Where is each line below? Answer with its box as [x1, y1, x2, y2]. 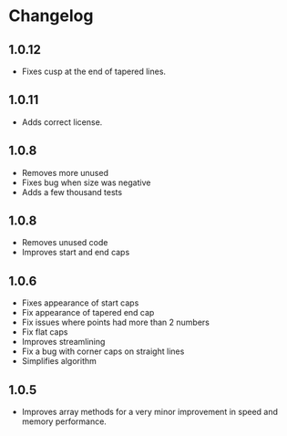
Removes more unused [21, 167, 108, 178]
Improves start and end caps [21, 247, 130, 258]
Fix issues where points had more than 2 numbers [21, 317, 210, 328]
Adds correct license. [21, 116, 103, 128]
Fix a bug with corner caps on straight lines [21, 346, 185, 357]
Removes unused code [21, 237, 108, 248]
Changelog [8, 5, 94, 26]
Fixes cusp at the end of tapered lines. [21, 66, 166, 77]
